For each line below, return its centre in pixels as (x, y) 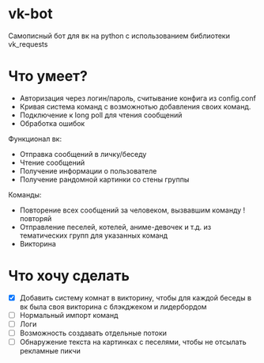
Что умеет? (48, 76)
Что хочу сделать (69, 276)
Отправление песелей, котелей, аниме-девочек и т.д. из (115, 227)
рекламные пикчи (50, 351)
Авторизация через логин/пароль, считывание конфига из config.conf (138, 98)
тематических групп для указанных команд (94, 235)
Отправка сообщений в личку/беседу (83, 154)
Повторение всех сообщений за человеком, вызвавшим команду (130, 210)
